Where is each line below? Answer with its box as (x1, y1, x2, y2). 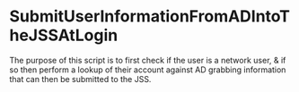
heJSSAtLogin (9, 25, 119, 46)
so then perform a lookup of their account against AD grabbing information (9, 64, 286, 75)
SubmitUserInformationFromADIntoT (9, 6, 290, 27)
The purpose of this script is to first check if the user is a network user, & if (9, 54, 286, 65)
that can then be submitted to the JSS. (9, 73, 152, 84)
